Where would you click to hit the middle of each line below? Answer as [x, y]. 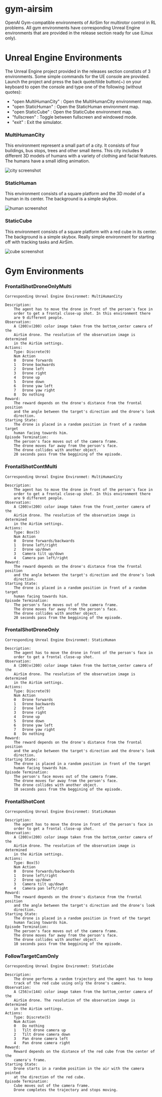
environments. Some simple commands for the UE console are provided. [77, 76]
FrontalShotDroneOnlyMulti [38, 286]
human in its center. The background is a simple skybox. [61, 199]
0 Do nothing [29, 1026]
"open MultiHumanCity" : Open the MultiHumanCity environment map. [82, 101]
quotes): [13, 92]
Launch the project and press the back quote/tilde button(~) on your [73, 81]
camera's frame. [30, 1060]
